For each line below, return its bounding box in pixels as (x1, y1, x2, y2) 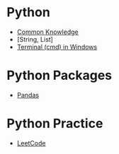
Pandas (16, 90, 40, 99)
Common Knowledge (16, 28, 79, 36)
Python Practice (6, 116, 103, 131)
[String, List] (16, 35, 54, 43)
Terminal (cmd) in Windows (16, 42, 97, 51)
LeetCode (16, 138, 46, 147)
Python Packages (6, 68, 113, 83)
